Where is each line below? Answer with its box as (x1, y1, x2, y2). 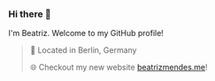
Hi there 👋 (8, 8, 52, 20)
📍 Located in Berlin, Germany (29, 45, 137, 55)
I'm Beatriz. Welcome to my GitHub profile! (8, 28, 165, 39)
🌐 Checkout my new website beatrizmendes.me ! (29, 62, 209, 73)
